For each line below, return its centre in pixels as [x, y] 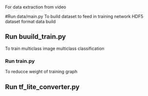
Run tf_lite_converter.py [42, 87]
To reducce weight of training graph [41, 72]
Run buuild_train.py [35, 37]
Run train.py [20, 61]
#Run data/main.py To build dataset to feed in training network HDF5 [74, 16]
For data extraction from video [36, 7]
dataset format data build [31, 22]
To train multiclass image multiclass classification [55, 48]
